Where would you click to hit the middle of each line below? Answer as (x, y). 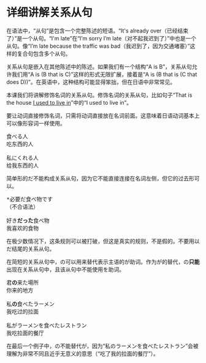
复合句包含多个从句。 (44, 53)
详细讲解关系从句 (50, 13)
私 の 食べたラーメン (31, 304)
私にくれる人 (22, 158)
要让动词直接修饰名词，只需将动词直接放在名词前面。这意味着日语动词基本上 (103, 115)
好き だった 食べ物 (28, 220)
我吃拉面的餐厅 (25, 333)
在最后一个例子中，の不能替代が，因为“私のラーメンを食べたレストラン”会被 (102, 346)
